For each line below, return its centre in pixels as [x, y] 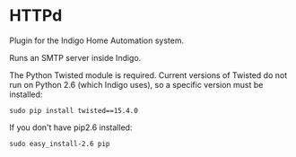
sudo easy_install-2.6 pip [60, 144]
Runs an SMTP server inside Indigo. [75, 57]
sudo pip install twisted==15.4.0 [74, 110]
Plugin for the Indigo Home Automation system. [97, 40]
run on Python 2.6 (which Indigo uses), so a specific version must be [136, 84]
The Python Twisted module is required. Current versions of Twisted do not [148, 75]
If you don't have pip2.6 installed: [71, 127]
